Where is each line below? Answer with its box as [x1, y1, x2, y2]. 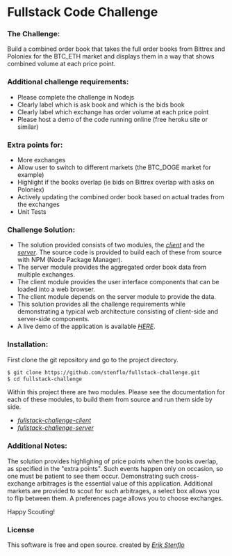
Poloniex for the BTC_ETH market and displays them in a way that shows [7, 52, 215, 61]
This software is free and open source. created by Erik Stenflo [7, 541, 185, 549]
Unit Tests [17, 208, 47, 216]
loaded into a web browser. [17, 285, 96, 293]
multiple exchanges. [17, 270, 75, 279]
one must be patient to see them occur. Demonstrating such [7, 472, 179, 480]
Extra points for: [7, 140, 63, 150]
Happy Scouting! [7, 507, 56, 516]
